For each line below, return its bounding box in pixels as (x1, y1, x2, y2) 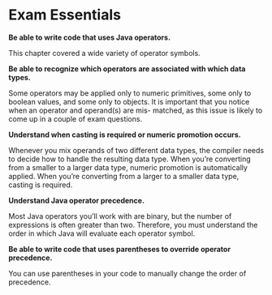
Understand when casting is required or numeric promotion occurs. (8, 130, 241, 139)
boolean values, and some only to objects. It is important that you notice (8, 96, 250, 106)
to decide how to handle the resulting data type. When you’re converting (8, 154, 252, 164)
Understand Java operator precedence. (8, 195, 145, 205)
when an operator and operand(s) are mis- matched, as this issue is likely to (8, 105, 263, 115)
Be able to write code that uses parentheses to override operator (8, 244, 231, 254)
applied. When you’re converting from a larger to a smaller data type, (8, 171, 240, 181)
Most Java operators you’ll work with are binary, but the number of (8, 211, 232, 220)
